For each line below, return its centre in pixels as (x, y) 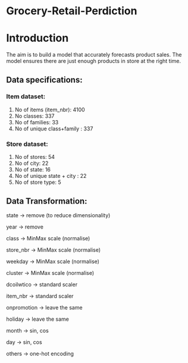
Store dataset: (27, 144)
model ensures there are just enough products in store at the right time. (94, 61)
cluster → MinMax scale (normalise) (50, 273)
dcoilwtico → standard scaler (42, 284)
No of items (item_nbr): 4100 (50, 109)
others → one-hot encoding (40, 353)
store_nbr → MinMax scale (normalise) (54, 250)
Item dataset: (26, 96)
